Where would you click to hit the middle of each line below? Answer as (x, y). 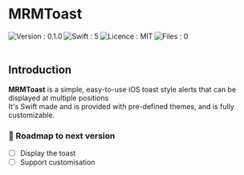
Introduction (40, 70)
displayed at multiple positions (59, 98)
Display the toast (48, 153)
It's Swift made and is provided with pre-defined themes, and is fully (121, 106)
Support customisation (57, 162)
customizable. (31, 115)
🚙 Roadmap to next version (62, 136)
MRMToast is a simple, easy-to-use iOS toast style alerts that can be (122, 89)
